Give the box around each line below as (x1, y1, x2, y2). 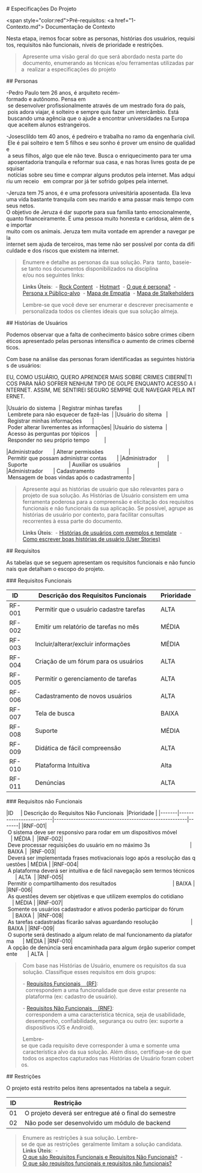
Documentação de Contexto (45, 24, 115, 30)
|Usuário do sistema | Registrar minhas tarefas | (6, 404, 141, 412)
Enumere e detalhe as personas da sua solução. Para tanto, (22, 259, 171, 266)
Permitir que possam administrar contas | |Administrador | (7, 454, 170, 462)
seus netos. (6, 202, 35, 209)
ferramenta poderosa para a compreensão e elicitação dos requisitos (22, 498, 194, 505)
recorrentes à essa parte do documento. (22, 518, 123, 524)
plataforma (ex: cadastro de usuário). (25, 993, 118, 1000)
